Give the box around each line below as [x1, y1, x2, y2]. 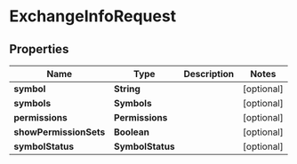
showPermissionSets [13, 126, 106, 138]
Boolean [114, 126, 149, 138]
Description [183, 68, 235, 80]
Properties [9, 42, 69, 57]
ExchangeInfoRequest [9, 6, 177, 27]
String [114, 82, 140, 95]
